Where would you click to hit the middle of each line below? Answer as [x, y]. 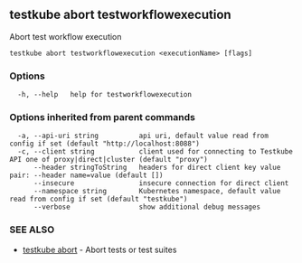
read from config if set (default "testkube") [99, 199]
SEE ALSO [32, 230]
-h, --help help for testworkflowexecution [105, 95]
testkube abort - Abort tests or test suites [99, 249]
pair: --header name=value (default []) [87, 175]
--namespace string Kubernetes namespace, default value [157, 192]
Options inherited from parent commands [103, 117]
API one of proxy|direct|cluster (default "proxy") [109, 160]
